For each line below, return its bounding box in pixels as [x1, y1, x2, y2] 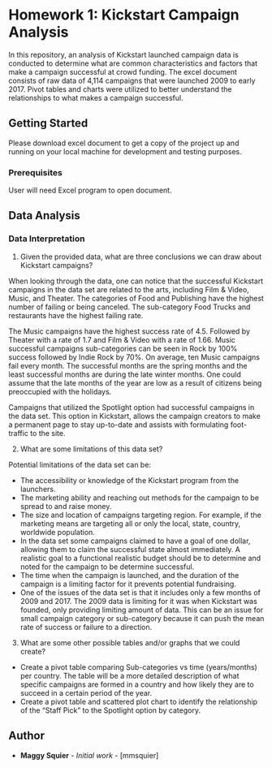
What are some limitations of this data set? [19, 444, 163, 454]
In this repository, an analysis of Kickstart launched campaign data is [8, 50, 240, 59]
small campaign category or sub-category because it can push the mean [19, 613, 265, 623]
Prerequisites [8, 166, 63, 178]
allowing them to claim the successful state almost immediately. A [19, 544, 241, 554]
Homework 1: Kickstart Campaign [8, 6, 240, 24]
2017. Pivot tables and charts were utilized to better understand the [8, 84, 232, 94]
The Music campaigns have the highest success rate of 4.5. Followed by [8, 326, 250, 336]
